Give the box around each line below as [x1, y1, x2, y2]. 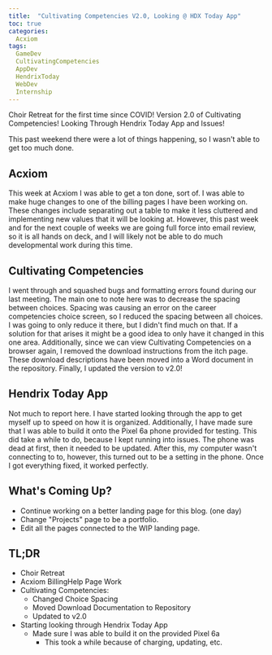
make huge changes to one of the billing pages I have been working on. [8, 197, 248, 207]
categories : [8, 27, 49, 35]
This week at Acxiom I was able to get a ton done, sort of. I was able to [8, 188, 245, 198]
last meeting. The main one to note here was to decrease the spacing [8, 294, 241, 304]
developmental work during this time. [8, 240, 133, 250]
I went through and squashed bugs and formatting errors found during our [8, 286, 257, 295]
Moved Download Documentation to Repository [32, 603, 192, 613]
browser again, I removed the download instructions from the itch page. [8, 346, 248, 355]
